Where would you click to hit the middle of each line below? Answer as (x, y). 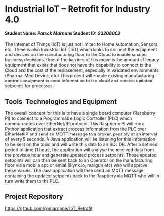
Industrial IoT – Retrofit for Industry (78, 9)
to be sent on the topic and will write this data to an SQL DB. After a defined (81, 145)
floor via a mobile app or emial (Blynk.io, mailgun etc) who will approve (76, 165)
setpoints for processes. (30, 86)
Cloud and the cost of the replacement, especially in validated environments (82, 70)
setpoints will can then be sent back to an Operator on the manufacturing (79, 160)
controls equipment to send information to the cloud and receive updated (79, 81)
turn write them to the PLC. (32, 181)
